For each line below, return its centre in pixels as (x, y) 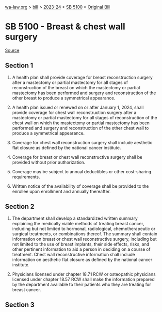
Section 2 (20, 206)
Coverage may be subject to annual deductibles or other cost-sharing (82, 171)
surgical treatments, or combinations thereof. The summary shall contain (85, 234)
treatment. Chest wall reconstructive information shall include (73, 254)
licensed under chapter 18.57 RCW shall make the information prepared (83, 279)
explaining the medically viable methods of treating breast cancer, (78, 223)
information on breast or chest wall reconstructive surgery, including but (84, 239)
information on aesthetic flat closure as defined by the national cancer (82, 260)
